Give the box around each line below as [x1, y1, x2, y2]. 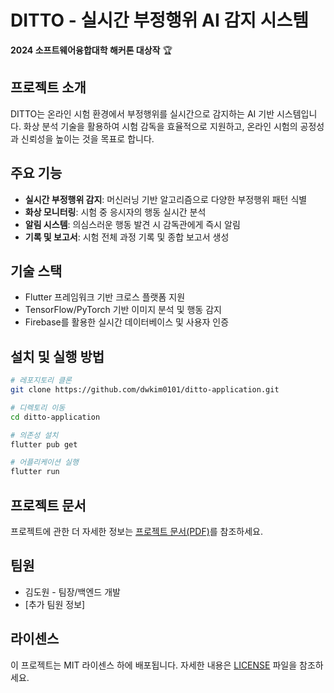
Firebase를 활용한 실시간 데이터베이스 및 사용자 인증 [24, 316, 230, 328]
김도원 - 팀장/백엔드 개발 [24, 586, 121, 598]
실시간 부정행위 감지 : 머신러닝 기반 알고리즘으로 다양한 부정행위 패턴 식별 [24, 193, 308, 205]
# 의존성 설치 [10, 430, 59, 440]
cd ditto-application [10, 412, 101, 422]
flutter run [10, 467, 60, 477]
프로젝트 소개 [10, 79, 87, 96]
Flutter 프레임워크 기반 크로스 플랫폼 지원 [24, 291, 186, 303]
